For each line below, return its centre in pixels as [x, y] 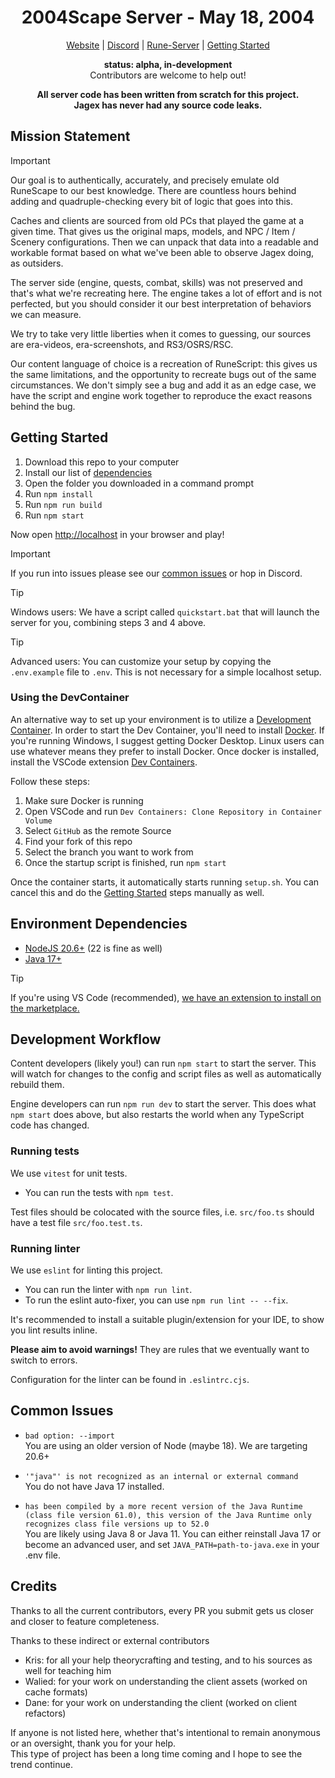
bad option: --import [69, 1436]
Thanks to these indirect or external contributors [110, 1640]
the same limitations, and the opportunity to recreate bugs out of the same [163, 374]
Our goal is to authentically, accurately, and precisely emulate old [145, 180]
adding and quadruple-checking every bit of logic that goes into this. [151, 201]
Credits [34, 1586]
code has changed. [50, 1125]
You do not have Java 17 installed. [94, 1486]
